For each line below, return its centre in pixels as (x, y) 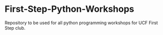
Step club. (15, 28)
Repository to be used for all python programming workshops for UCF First (81, 23)
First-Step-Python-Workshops (70, 9)
